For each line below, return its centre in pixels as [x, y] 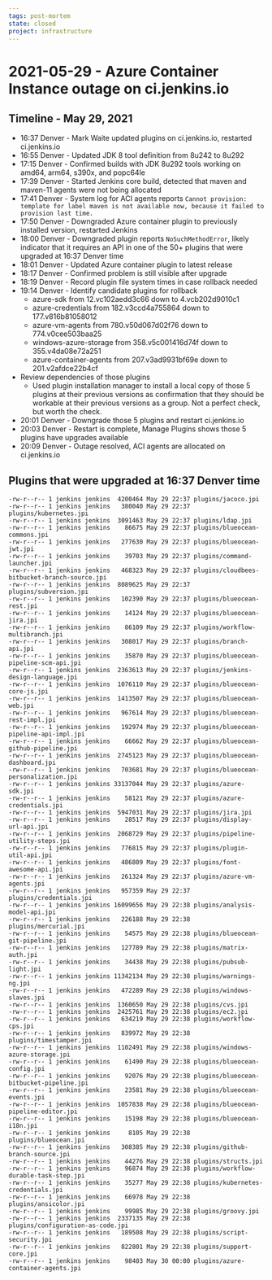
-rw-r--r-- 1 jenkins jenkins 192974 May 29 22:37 [99, 727]
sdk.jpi [22, 791]
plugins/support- [223, 1247]
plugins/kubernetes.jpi [49, 513]
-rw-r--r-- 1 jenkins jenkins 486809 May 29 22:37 [99, 863]
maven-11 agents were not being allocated [91, 190]
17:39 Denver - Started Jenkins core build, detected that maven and [134, 181]
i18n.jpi [23, 1126]
